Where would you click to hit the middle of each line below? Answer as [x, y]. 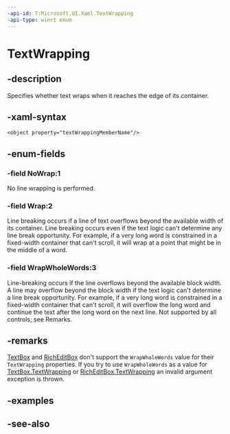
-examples [31, 401]
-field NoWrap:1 [34, 173]
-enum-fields [36, 154]
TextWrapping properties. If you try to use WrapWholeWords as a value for [107, 365]
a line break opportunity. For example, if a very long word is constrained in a [115, 297]
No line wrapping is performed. [51, 188]
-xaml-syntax [37, 117]
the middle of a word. [37, 250]
